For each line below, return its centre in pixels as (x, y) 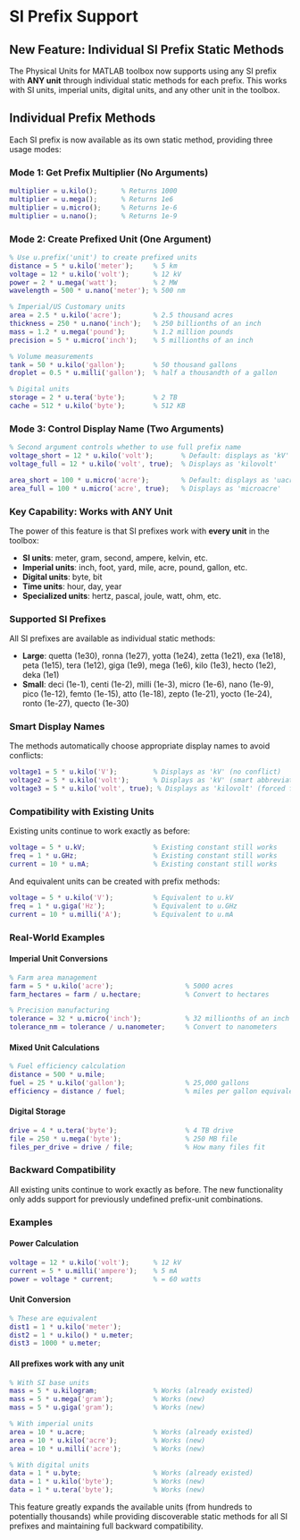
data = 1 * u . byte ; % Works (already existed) (131, 1473)
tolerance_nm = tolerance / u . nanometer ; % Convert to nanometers (143, 1027)
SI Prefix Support (74, 17)
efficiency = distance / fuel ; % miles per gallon (133, 1091)
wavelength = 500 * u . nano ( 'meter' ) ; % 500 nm (97, 291)
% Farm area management (54, 978)
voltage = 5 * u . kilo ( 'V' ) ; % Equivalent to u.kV (121, 898)
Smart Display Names (57, 727)
